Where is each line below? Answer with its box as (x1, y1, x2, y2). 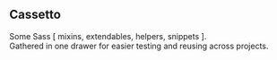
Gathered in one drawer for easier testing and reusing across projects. (9, 40, 269, 51)
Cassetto (9, 7, 61, 22)
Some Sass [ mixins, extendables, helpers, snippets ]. (9, 30, 207, 41)
